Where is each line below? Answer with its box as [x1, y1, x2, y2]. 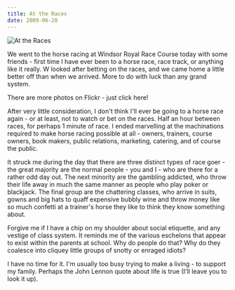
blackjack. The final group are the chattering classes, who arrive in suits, [7, 187, 217, 196]
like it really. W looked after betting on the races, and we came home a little [7, 65, 224, 73]
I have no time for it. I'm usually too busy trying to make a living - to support [7, 259, 226, 268]
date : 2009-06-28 [7, 17, 58, 24]
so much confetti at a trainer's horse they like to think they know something [7, 202, 225, 211]
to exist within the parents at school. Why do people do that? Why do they [7, 238, 221, 246]
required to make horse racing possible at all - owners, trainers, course [7, 129, 213, 138]
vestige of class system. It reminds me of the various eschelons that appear [7, 231, 227, 239]
